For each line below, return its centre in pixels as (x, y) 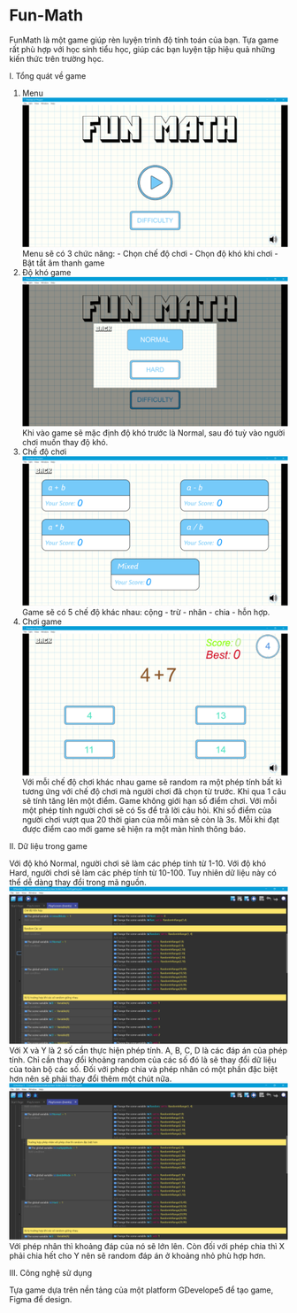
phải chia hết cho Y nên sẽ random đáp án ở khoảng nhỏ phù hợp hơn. (137, 1256)
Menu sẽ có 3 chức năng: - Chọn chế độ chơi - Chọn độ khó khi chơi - (150, 254)
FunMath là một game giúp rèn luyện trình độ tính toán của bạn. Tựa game (144, 40)
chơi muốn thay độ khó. (65, 443)
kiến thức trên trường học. (57, 58)
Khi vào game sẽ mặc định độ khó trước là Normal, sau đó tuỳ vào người (153, 433)
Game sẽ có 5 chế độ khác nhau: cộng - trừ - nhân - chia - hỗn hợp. (146, 613)
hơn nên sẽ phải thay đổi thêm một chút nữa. (91, 1078)
